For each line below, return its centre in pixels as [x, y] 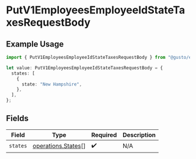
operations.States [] [59, 146]
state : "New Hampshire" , [52, 84]
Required [104, 135]
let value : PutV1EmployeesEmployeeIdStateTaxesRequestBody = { [85, 68]
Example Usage [35, 44]
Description [139, 135]
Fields [17, 119]
